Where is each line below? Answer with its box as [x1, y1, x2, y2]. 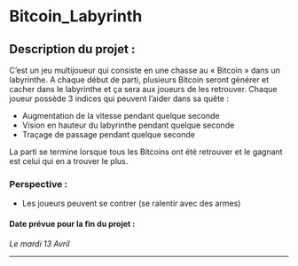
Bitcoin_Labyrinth [9, 6, 143, 27]
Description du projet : [9, 42, 136, 57]
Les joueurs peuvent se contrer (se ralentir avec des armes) [21, 198, 241, 209]
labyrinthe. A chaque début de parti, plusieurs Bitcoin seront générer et [9, 74, 270, 85]
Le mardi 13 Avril [9, 238, 70, 249]
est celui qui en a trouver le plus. [9, 156, 129, 166]
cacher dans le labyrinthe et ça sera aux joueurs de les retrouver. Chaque [9, 84, 278, 94]
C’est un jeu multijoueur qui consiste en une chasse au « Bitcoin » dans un [9, 65, 281, 75]
